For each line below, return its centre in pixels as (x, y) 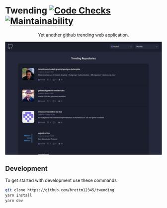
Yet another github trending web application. (83, 35)
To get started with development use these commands (61, 180)
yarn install (19, 196)
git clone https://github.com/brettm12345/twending (60, 190)
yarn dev (14, 201)
